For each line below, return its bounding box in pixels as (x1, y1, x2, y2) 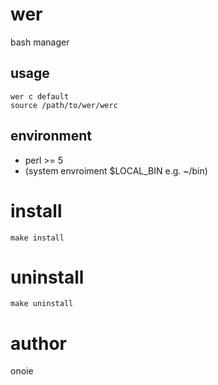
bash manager (10, 36, 70, 48)
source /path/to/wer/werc (10, 100, 118, 110)
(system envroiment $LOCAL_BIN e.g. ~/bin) (24, 164, 208, 177)
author (10, 332, 68, 355)
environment (10, 128, 92, 145)
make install (10, 233, 65, 243)
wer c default (10, 91, 70, 102)
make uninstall (10, 299, 74, 309)
